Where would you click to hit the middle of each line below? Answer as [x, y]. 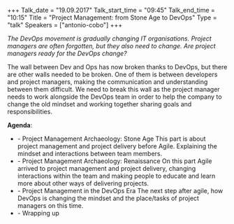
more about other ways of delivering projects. [83, 183]
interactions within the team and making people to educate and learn [116, 176]
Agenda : [20, 125]
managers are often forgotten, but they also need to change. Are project [111, 46]
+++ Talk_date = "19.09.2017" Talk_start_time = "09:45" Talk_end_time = [111, 10]
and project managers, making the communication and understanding [108, 82]
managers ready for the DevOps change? [67, 53]
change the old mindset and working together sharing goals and [100, 104]
